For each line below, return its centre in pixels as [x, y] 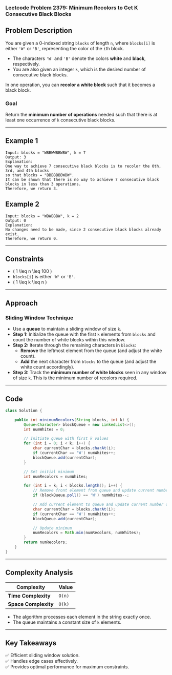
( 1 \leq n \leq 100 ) [32, 271]
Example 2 [22, 204]
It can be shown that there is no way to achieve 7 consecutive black [82, 179]
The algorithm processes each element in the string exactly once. [82, 617]
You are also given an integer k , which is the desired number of [79, 69]
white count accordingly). [47, 367]
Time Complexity [29, 596]
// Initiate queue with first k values [66, 439]
